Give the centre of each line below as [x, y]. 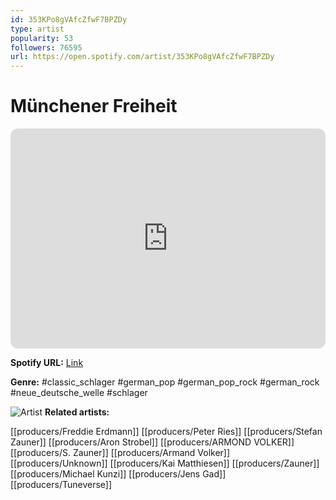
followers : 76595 [46, 47]
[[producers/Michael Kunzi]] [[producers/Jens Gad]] [118, 474]
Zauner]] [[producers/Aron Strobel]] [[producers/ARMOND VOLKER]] [152, 442]
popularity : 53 [42, 38]
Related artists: [77, 412]
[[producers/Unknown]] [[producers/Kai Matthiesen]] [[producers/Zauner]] [165, 463]
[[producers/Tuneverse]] [61, 485]
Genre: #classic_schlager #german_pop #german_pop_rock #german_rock [165, 382]
